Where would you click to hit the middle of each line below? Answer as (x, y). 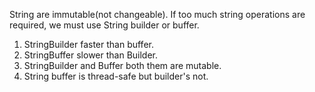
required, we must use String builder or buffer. (104, 25)
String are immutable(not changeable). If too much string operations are (157, 14)
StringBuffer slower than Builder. (91, 55)
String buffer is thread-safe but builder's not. (116, 76)
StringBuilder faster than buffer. (88, 44)
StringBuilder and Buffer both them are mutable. (122, 65)
